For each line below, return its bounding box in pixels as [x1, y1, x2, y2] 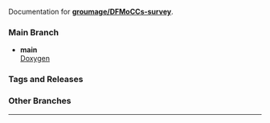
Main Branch [8, 27, 59, 38]
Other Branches [8, 96, 72, 107]
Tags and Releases [8, 74, 84, 85]
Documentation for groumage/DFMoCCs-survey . [8, 7, 174, 16]
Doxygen [19, 54, 51, 64]
